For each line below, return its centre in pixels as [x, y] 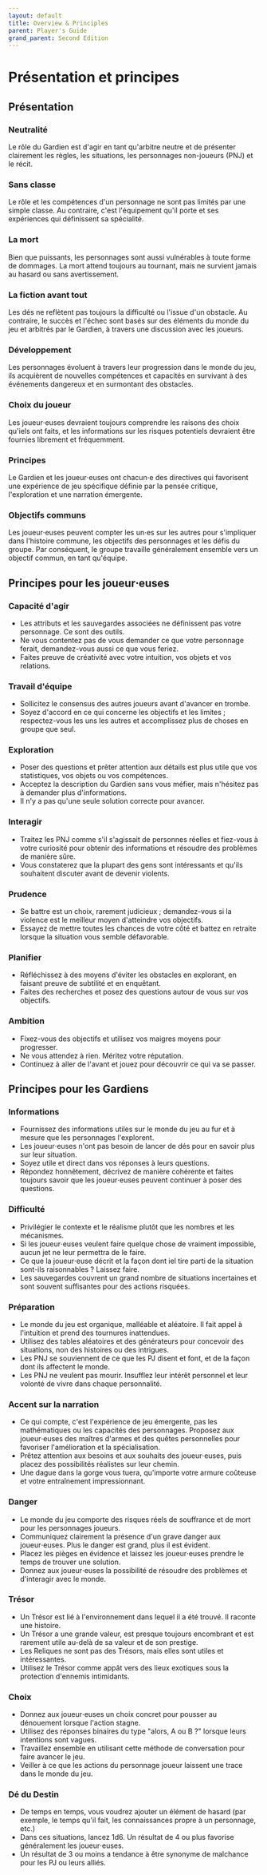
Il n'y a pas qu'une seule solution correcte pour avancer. [112, 801]
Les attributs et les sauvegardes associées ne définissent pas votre [130, 623]
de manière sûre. [47, 856]
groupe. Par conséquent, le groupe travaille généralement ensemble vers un [133, 550]
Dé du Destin [34, 1794]
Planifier [25, 957]
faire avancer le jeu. [52, 1757]
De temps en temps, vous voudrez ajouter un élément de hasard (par [133, 1812]
